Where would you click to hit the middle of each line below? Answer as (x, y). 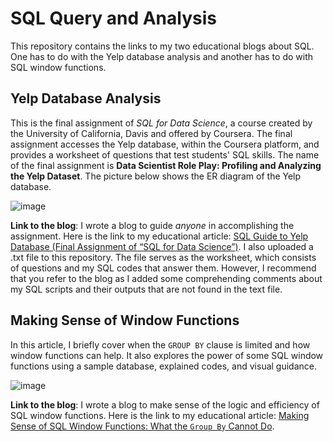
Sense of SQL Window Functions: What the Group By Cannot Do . (142, 426)
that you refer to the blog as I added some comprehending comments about (166, 278)
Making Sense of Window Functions (125, 320)
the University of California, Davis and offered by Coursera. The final (151, 133)
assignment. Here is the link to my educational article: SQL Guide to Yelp (159, 236)
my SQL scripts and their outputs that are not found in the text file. (146, 289)
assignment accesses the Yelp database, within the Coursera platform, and (165, 144)
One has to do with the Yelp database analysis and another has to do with (161, 56)
